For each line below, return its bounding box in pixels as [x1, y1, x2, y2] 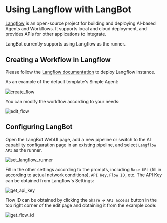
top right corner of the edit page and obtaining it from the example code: [5, 202, 157, 208]
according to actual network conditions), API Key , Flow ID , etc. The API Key [5, 172, 162, 178]
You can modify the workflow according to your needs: [5, 98, 120, 104]
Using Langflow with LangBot [5, 4, 132, 15]
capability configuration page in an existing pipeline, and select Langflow [5, 142, 157, 148]
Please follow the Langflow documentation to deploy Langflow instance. [5, 69, 156, 75]
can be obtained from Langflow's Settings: [5, 177, 94, 183]
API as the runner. [5, 147, 43, 153]
